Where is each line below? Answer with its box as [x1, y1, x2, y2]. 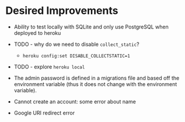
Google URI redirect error [13, 109, 75, 116]
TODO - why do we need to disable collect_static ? [13, 41, 139, 48]
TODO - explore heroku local [13, 63, 85, 70]
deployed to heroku [13, 29, 61, 36]
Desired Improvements [5, 4, 118, 17]
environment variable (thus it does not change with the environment [13, 80, 177, 88]
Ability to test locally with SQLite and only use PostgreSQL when [13, 23, 169, 30]
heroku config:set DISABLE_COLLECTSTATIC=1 [22, 53, 131, 59]
